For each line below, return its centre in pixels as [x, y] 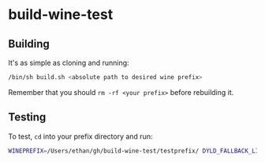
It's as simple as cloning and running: [69, 63]
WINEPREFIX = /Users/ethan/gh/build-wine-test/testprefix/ [104, 151]
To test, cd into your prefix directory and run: [80, 136]
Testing [27, 118]
